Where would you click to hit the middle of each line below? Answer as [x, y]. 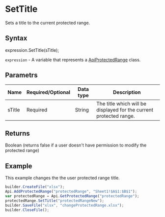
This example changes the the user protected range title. [63, 178]
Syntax [16, 38]
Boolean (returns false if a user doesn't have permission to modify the [76, 145]
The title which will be [121, 104]
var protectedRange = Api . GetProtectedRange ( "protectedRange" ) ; [72, 196]
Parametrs [21, 75]
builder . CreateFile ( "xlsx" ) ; [35, 187]
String [82, 109]
